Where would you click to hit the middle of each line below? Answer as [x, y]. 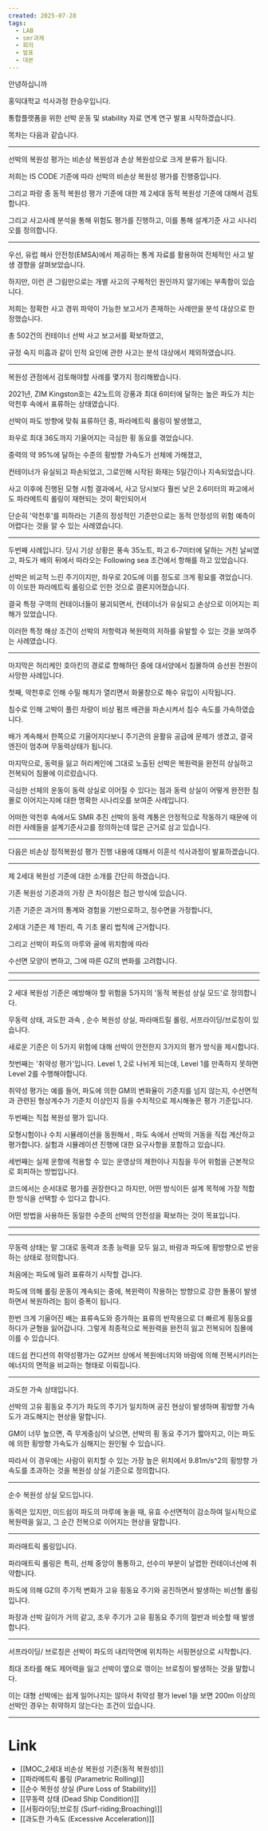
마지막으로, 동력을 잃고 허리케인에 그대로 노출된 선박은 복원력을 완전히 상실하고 [131, 763]
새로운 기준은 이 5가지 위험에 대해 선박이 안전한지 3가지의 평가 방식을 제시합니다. [134, 1046]
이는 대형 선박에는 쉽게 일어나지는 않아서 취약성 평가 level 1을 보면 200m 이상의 [132, 1695]
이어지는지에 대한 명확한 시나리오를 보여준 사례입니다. [106, 800]
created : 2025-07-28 [43, 16]
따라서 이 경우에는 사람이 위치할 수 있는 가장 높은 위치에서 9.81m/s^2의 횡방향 [129, 1460]
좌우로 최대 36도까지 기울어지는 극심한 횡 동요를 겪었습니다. [101, 438]
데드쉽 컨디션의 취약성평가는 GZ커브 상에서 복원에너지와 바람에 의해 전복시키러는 [134, 1355]
